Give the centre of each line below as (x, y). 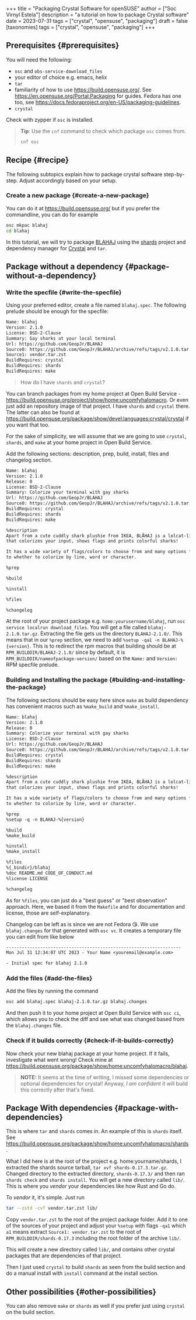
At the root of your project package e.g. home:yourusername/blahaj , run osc (96, 621)
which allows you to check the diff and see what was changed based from (95, 1019)
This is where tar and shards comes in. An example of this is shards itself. (94, 1131)
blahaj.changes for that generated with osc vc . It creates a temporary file (94, 930)
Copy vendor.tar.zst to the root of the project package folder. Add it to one (97, 1220)
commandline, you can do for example (52, 214)
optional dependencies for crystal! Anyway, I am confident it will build (104, 1083)
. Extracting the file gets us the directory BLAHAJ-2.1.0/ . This (110, 634)
